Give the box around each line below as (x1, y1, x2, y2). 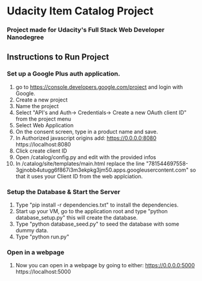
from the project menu (15, 115, 72, 122)
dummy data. (15, 227, 49, 234)
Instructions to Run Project (7, 52, 109, 62)
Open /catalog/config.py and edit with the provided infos (15, 153, 156, 160)
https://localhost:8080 (15, 140, 72, 148)
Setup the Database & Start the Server (7, 187, 121, 196)
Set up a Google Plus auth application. (7, 70, 121, 78)
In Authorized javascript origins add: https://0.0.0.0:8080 (15, 134, 157, 142)
